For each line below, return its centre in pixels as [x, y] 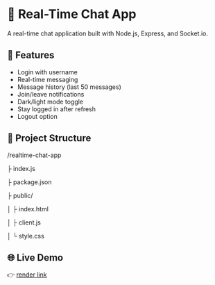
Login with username [47, 72]
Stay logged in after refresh [56, 109]
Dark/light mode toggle [50, 101]
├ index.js [21, 168]
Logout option [37, 116]
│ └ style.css [26, 236]
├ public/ [20, 195]
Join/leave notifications [51, 94]
